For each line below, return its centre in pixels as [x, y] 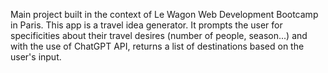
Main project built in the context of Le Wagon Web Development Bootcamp [164, 14]
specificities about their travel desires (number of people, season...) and [159, 35]
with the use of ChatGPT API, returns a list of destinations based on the [157, 46]
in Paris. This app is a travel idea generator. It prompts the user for [146, 25]
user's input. [36, 57]
